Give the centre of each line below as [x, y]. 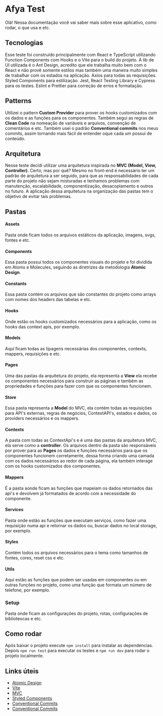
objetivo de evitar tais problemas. [38, 197]
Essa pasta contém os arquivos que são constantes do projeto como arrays [81, 294]
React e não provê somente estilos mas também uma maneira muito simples [81, 70]
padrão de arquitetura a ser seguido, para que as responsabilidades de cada [82, 176]
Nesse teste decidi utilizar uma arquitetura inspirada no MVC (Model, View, [81, 165]
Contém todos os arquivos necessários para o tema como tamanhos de [77, 553]
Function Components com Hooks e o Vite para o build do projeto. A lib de [80, 60]
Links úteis [22, 671]
